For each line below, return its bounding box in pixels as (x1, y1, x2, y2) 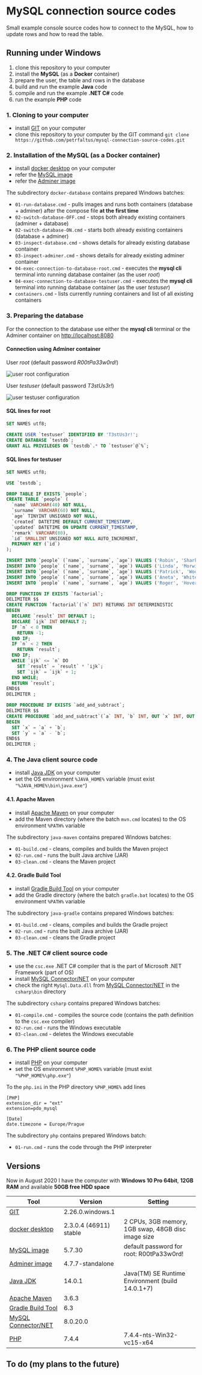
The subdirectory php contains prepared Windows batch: (6, 1132, 147, 1139)
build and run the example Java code (14, 83, 108, 90)
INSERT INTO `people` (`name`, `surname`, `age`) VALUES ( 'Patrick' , (6, 569, 185, 575)
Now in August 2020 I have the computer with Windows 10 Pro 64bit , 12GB (6, 1177, 194, 1184)
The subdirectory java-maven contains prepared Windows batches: (6, 834, 171, 841)
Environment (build (123, 1277, 177, 1285)
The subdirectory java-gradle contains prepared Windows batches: (6, 909, 174, 916)
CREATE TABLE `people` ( (6, 496, 69, 502)
